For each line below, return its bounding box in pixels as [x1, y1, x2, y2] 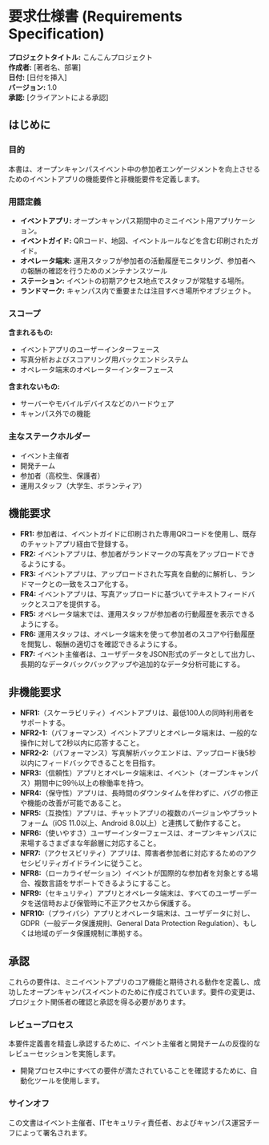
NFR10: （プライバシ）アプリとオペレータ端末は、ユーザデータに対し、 [19, 908, 255, 918]
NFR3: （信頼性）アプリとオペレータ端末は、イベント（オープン [19, 768, 231, 778]
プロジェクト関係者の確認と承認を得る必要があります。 [8, 997, 191, 1006]
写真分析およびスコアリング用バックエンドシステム [19, 354, 189, 365]
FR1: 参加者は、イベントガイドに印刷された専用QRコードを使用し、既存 [19, 529, 257, 539]
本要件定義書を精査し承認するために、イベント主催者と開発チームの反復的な [8, 1039, 261, 1049]
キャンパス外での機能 [19, 409, 90, 419]
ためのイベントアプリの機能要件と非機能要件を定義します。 [8, 174, 204, 184]
